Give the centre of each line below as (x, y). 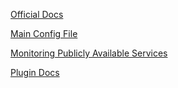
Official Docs (37, 14)
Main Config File (44, 33)
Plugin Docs (35, 72)
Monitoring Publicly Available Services (89, 53)
